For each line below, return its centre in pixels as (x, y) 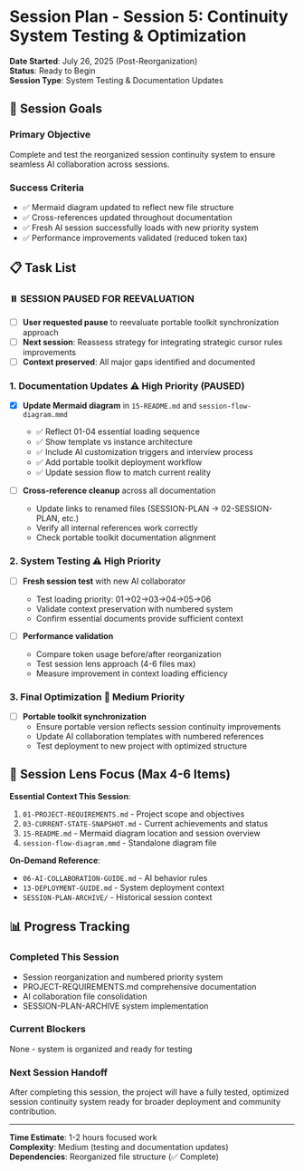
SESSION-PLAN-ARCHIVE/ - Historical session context (117, 897)
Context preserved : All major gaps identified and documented (139, 362)
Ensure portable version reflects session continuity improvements (158, 726)
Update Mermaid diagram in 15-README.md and (109, 406)
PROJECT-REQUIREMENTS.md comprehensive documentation (139, 986)
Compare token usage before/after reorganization (128, 653)
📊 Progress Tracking (70, 927)
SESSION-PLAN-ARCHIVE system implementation (115, 1006)
